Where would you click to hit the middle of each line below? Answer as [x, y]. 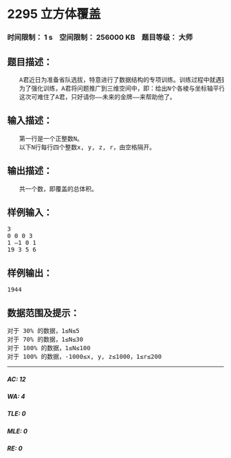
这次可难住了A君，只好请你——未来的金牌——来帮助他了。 [98, 97]
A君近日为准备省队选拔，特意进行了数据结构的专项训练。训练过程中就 [117, 79]
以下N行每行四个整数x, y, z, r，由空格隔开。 [87, 147]
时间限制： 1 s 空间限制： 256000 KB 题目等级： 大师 [100, 37]
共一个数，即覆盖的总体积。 [58, 189]
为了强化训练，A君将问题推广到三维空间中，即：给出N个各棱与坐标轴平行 [122, 88]
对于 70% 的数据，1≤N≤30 [45, 339]
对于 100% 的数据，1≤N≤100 [49, 348]
